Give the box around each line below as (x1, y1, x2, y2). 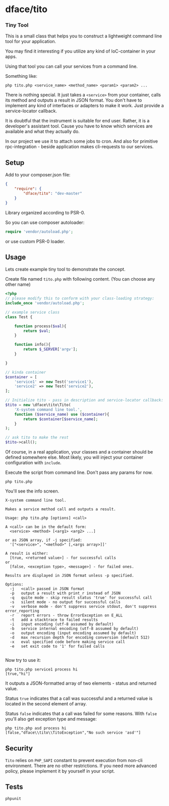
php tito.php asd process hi (5, 726, 67, 731)
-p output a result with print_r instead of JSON (10, 591, 121, 596)
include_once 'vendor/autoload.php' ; (5, 301, 85, 306)
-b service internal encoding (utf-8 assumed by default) (10, 626, 139, 632)
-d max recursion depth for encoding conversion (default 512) (10, 635, 150, 640)
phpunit (5, 796, 22, 801)
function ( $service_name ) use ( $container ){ (14, 412, 109, 417)
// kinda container (5, 370, 46, 375)
